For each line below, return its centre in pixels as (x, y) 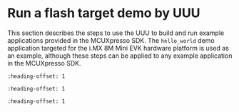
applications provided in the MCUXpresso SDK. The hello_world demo (111, 40)
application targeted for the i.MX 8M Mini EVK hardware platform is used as (118, 48)
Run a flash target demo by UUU (104, 13)
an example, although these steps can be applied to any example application (120, 56)
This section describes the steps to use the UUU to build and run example (116, 33)
